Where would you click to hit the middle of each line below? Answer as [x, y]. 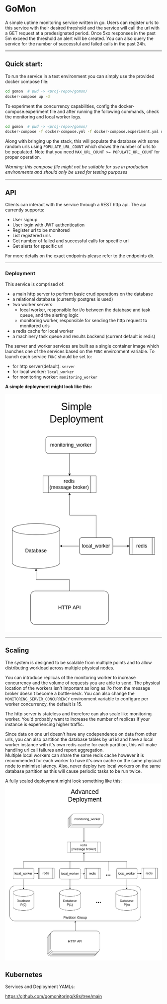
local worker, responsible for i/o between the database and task [85, 310]
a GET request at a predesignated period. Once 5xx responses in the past [80, 33]
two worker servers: [33, 305]
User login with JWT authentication [48, 225]
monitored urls [35, 326]
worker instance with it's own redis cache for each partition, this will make [81, 744]
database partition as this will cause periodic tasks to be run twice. [74, 771]
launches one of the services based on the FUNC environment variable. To [80, 351]
